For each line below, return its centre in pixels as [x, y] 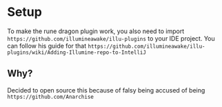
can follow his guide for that [47, 46]
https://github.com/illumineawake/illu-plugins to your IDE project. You [111, 38]
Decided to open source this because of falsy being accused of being [106, 90]
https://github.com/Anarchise [51, 97]
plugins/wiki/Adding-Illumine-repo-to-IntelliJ [77, 52]
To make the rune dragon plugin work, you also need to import [96, 31]
